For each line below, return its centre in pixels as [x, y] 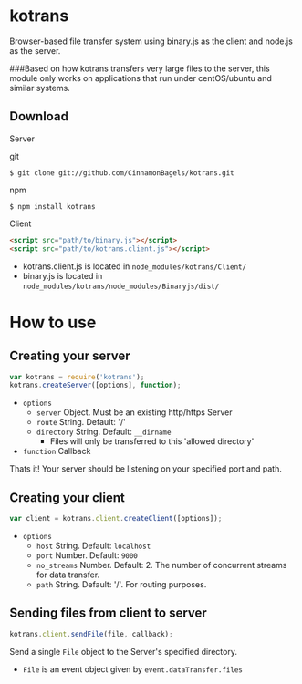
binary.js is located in [62, 275]
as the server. [35, 50]
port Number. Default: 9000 [87, 555]
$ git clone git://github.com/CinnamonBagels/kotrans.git [122, 173]
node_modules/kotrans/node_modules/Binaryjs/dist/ [121, 286]
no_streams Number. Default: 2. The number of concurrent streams [161, 565]
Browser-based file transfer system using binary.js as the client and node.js [151, 41]
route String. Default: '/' [81, 422]
